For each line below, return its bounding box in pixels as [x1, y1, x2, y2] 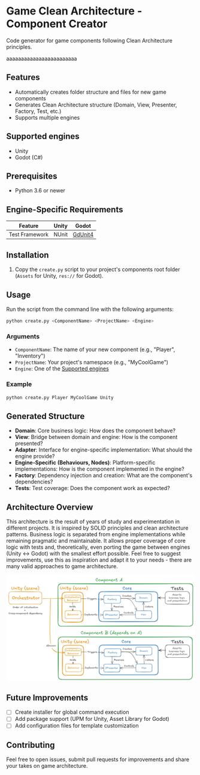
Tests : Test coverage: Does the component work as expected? [14, 485, 171, 492]
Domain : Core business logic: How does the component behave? [14, 427, 175, 434]
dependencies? [14, 478, 53, 485]
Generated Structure [6, 411, 85, 421]
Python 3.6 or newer [14, 187, 66, 194]
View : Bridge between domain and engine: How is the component [14, 433, 178, 441]
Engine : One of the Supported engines [14, 365, 109, 372]
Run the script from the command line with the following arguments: [6, 305, 174, 313]
